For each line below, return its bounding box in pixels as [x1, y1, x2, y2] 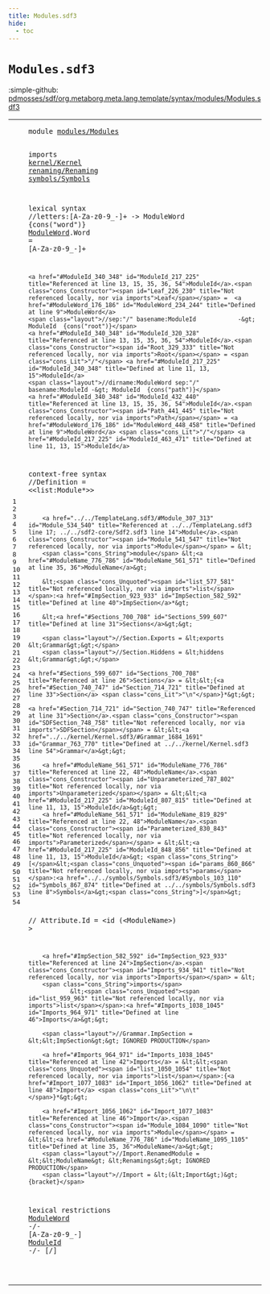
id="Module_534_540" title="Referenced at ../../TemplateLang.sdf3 [27, 522, 252, 530]
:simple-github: [8, 85, 59, 95]
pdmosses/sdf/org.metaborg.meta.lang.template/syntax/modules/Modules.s [8, 94, 261, 103]
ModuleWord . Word [27, 228, 91, 238]
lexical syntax [27, 204, 87, 214]
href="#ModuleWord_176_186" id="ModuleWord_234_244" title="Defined [27, 301, 256, 309]
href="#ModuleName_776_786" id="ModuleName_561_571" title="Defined [27, 557, 256, 565]
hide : [8, 19, 27, 27]
